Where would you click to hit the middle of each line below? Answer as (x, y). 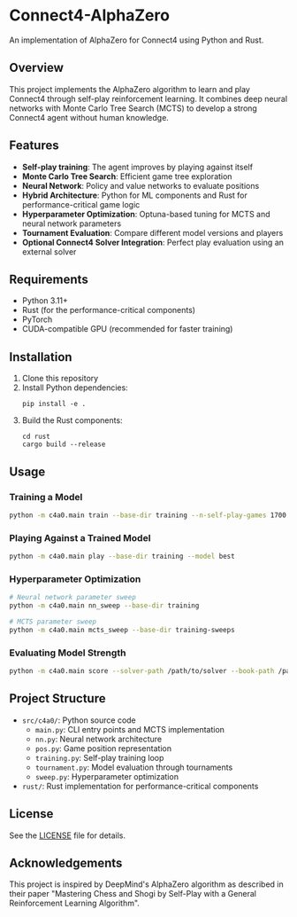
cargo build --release (64, 444)
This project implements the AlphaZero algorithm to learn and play (129, 89)
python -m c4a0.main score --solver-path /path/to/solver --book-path (142, 671)
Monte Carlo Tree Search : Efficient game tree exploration (127, 176)
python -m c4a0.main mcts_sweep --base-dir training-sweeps (122, 630)
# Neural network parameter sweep (73, 598)
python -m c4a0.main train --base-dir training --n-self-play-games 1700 (148, 515)
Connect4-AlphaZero (90, 16)
